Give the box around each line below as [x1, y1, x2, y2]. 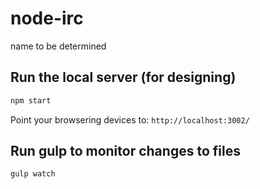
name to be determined [10, 40, 107, 52]
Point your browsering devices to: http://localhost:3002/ [10, 113, 250, 126]
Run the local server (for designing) [10, 69, 237, 86]
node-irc [10, 7, 84, 30]
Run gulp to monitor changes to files [10, 143, 241, 160]
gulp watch [10, 169, 56, 179]
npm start [10, 95, 52, 106]
